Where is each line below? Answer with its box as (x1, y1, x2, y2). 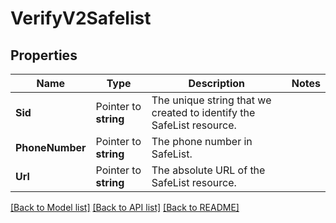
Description (188, 77, 245, 90)
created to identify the (151, 106, 256, 119)
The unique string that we (151, 93, 272, 107)
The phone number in (151, 135, 253, 148)
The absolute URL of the (151, 163, 266, 177)
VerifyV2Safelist (10, 7, 152, 30)
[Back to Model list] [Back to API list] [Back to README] (10, 202, 240, 213)
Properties (10, 47, 78, 64)
